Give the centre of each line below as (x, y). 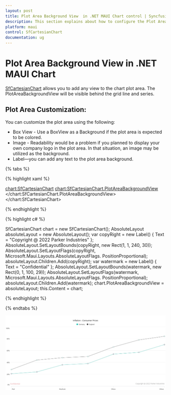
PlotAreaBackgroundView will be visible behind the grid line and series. (80, 94)
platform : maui (21, 27)
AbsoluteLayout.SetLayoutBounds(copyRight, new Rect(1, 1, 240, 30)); (79, 245)
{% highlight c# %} (25, 219)
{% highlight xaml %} (27, 179)
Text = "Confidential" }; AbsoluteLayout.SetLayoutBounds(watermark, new (83, 267)
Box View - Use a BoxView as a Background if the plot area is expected (87, 132)
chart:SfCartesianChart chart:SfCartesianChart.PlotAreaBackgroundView (82, 188)
